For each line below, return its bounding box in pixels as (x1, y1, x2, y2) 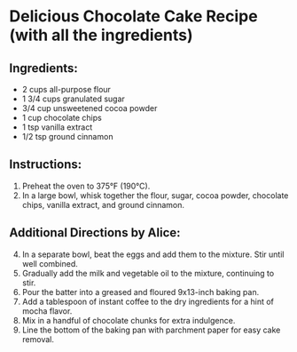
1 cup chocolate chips (21, 113, 102, 123)
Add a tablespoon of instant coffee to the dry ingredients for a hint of (21, 296, 275, 307)
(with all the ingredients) (9, 25, 193, 45)
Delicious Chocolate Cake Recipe (9, 6, 259, 27)
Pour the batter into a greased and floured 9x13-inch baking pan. (21, 286, 260, 297)
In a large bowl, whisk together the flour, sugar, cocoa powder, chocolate (21, 189, 289, 201)
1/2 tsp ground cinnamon (21, 132, 113, 141)
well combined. (21, 258, 78, 268)
